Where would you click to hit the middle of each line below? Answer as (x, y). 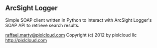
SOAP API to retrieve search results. (42, 25)
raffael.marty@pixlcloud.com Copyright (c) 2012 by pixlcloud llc (71, 35)
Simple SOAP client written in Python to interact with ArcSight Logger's (78, 20)
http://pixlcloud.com (26, 40)
